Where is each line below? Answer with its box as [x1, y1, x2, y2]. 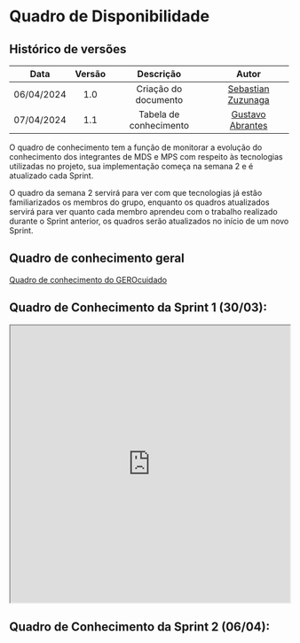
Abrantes [229, 120, 268, 131]
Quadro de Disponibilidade [9, 6, 210, 27]
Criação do [136, 82, 183, 95]
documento [135, 94, 184, 106]
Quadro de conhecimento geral [9, 251, 185, 266]
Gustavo [231, 108, 266, 121]
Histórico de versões [9, 42, 127, 57]
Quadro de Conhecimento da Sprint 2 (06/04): [9, 619, 271, 635]
